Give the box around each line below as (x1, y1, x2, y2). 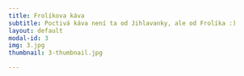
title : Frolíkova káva (8, 11, 85, 20)
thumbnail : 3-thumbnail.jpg (8, 49, 103, 57)
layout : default (8, 26, 63, 34)
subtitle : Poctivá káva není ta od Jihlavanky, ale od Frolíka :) (8, 19, 237, 27)
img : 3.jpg (8, 42, 45, 50)
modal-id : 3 (8, 34, 48, 42)
